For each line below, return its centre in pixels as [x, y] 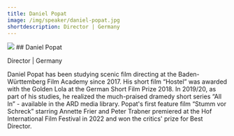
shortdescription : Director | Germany [64, 27]
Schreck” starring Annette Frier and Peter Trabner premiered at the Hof [110, 112]
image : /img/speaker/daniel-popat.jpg [64, 20]
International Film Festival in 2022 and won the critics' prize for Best [105, 119]
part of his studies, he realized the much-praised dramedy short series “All [115, 97]
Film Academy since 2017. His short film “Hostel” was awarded [137, 82]
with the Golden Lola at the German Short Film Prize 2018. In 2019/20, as [112, 89]
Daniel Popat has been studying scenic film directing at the [92, 75]
